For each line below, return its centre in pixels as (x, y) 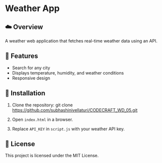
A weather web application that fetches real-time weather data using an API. (81, 41)
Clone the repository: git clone (42, 105)
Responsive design (31, 78)
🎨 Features (22, 56)
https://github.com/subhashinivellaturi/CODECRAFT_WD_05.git (75, 110)
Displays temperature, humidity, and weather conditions (68, 73)
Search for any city (31, 68)
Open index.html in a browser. (42, 119)
